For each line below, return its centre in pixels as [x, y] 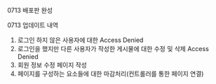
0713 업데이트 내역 [33, 25]
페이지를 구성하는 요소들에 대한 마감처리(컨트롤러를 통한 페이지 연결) [110, 73]
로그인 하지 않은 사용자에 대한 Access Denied [80, 40]
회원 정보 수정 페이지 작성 [52, 65]
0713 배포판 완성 [30, 10]
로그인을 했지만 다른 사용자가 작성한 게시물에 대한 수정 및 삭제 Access [113, 49]
